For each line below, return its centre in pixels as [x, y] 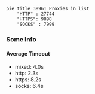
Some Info [22, 39]
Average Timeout [28, 53]
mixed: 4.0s [29, 67]
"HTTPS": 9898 [34, 19]
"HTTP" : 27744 [36, 14]
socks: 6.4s [29, 86]
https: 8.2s [28, 80]
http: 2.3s [27, 73]
